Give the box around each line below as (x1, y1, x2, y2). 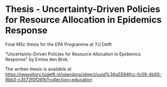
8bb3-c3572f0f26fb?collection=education (5, 76, 92, 82)
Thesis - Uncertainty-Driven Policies (5, 3, 160, 15)
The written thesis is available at (5, 66, 71, 72)
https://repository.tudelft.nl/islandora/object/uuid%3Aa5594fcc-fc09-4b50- (5, 71, 162, 77)
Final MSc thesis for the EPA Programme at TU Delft (5, 41, 112, 47)
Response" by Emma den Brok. (5, 56, 69, 62)
